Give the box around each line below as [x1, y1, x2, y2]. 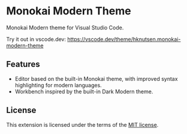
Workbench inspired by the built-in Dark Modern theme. [14, 88, 153, 95]
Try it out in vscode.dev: [6, 35, 67, 42]
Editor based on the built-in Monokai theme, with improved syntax [14, 75, 178, 82]
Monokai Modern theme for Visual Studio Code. [6, 24, 124, 31]
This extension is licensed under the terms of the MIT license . [6, 121, 159, 128]
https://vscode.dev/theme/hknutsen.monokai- [67, 35, 181, 42]
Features [6, 59, 40, 69]
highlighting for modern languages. [14, 81, 102, 89]
